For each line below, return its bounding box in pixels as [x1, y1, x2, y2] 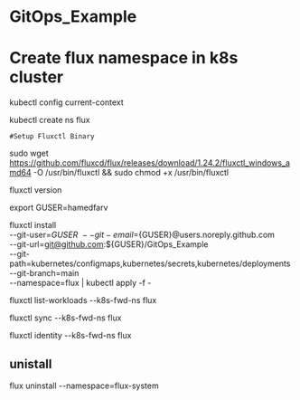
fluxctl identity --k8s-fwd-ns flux [9, 330, 132, 341]
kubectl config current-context [9, 97, 124, 108]
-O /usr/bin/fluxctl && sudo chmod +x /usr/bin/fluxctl [33, 167, 230, 178]
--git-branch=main [9, 268, 80, 279]
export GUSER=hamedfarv [9, 202, 108, 214]
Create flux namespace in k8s [9, 48, 239, 69]
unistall [9, 356, 52, 372]
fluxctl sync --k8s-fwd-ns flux [9, 312, 122, 323]
